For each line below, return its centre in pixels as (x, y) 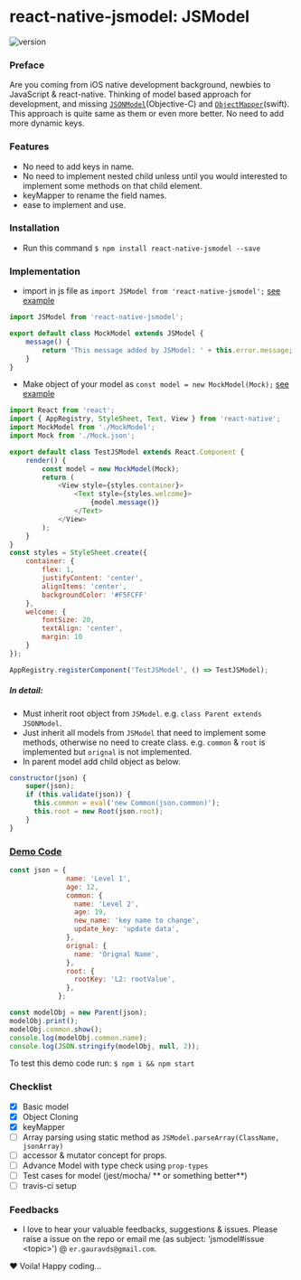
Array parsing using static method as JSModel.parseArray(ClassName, (151, 1137)
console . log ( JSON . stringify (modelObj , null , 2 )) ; (105, 1046)
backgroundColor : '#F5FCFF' (94, 595)
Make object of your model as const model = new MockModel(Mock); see (155, 384)
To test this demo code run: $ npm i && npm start (102, 1063)
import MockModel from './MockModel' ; (82, 428)
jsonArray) (43, 1146)
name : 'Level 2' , (107, 904)
